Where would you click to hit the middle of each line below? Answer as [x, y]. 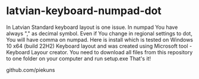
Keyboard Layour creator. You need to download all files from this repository [99, 52]
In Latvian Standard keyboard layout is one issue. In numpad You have [92, 27]
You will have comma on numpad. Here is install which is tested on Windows [99, 39]
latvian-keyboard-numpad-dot [84, 11]
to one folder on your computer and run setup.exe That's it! [79, 58]
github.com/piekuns [31, 70]
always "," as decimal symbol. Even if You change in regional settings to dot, [99, 33]
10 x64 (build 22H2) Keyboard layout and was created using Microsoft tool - [99, 46]
